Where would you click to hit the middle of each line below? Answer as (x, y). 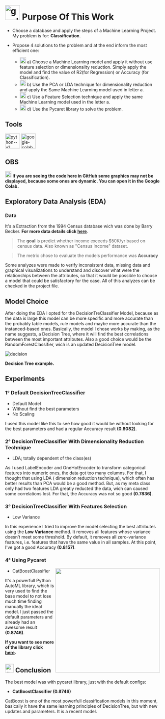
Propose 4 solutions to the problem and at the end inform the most (80, 45)
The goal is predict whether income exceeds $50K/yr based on (81, 241)
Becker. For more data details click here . (47, 231)
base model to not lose (28, 596)
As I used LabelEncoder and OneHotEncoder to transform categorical (75, 468)
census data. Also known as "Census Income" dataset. (73, 246)
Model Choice (27, 301)
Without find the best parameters (46, 409)
